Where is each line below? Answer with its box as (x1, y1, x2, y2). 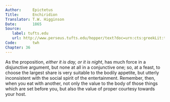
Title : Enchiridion (5, 12, 58, 17)
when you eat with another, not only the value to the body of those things (5, 80, 158, 86)
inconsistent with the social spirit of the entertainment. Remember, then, (5, 75, 156, 81)
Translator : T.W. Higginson (5, 17, 65, 22)
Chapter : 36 (5, 45, 30, 50)
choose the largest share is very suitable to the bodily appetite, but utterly (5, 69, 159, 76)
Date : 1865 (5, 21, 42, 27)
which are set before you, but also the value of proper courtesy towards (5, 85, 155, 91)
